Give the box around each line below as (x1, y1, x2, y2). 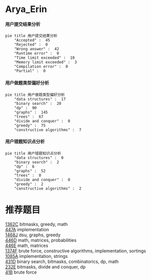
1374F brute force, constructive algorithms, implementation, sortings (5, 247, 146, 254)
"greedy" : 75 (14, 123, 46, 128)
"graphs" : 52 (14, 168, 46, 174)
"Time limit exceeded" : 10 (14, 55, 75, 61)
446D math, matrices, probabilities (5, 237, 76, 243)
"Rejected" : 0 (14, 42, 48, 47)
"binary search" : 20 (14, 101, 61, 106)
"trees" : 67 (14, 114, 43, 119)
